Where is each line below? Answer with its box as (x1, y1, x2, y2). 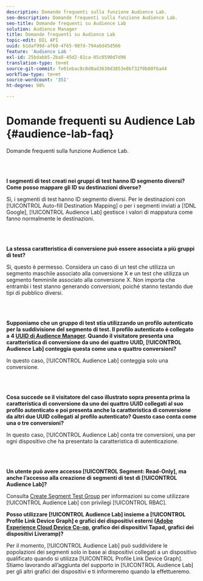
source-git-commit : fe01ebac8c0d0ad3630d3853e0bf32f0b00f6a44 (6, 65, 167, 72)
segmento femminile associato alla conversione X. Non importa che (6, 276, 175, 283)
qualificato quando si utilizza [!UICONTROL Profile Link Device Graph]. (6, 555, 183, 562)
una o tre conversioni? (6, 419, 64, 426)
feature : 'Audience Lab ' (6, 49, 72, 55)
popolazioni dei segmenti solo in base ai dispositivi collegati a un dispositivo (6, 548, 197, 555)
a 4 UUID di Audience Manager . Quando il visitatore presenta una (6, 332, 174, 339)
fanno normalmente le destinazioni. (6, 214, 95, 222)
